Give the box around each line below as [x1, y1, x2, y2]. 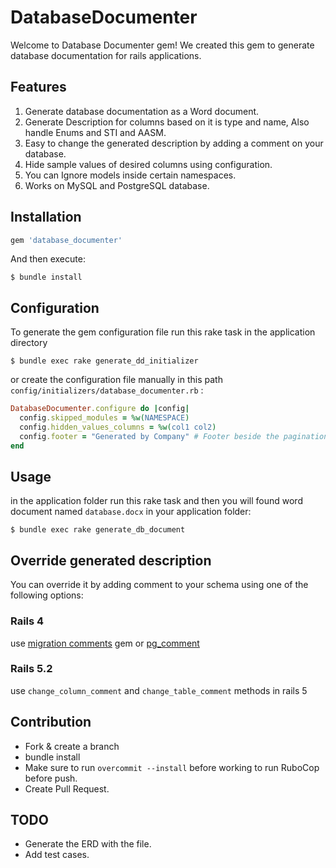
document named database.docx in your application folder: [10, 506, 252, 518]
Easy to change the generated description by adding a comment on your [24, 137, 324, 149]
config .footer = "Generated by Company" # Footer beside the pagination [19, 431, 329, 441]
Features [10, 79, 67, 96]
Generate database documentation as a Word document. [24, 105, 260, 117]
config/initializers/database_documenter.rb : [10, 384, 204, 396]
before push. [24, 772, 78, 784]
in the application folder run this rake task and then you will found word [10, 495, 303, 507]
